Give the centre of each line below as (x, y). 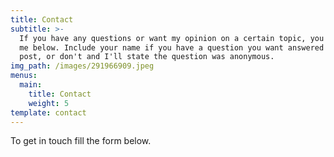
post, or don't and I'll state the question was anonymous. (147, 57)
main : (31, 85)
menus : (24, 76)
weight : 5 (49, 103)
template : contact (48, 112)
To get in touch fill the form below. (81, 141)
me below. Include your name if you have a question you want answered (172, 47)
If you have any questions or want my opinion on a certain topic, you (172, 38)
